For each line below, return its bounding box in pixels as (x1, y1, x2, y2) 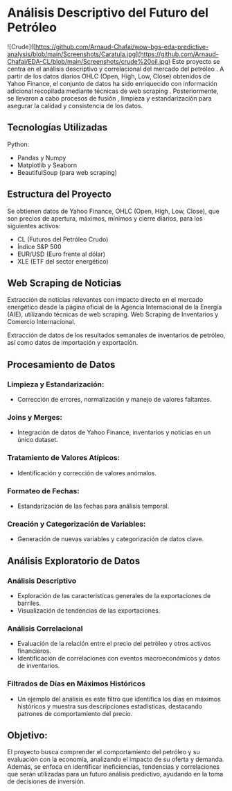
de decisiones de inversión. (7, 777, 86, 785)
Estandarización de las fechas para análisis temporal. (17, 502, 170, 510)
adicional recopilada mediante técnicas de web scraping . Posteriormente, (7, 87, 219, 95)
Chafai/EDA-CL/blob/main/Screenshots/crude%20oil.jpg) (7, 57, 171, 65)
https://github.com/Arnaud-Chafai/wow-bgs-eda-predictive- (35, 42, 209, 51)
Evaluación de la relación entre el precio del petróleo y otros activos (17, 640, 211, 648)
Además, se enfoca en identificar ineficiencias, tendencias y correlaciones (7, 763, 220, 771)
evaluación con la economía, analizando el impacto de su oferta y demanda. (7, 755, 224, 764)
